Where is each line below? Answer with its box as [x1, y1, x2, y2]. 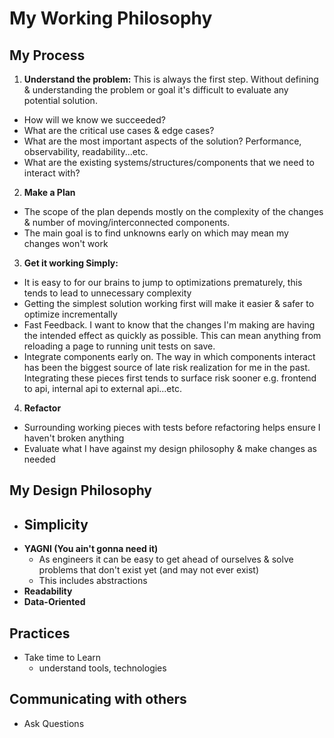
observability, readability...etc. [23, 146, 149, 157]
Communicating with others [9, 691, 187, 708]
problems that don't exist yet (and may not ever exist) [38, 564, 260, 576]
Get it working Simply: [23, 257, 119, 269]
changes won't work [23, 238, 109, 249]
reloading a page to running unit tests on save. [23, 340, 216, 352]
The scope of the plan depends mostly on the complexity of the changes [23, 206, 324, 217]
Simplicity [23, 516, 89, 533]
